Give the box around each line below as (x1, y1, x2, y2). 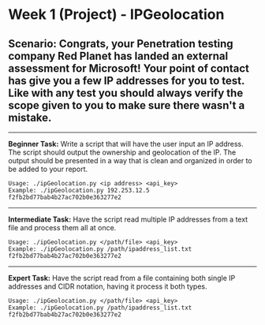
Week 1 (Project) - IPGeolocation (8, 6, 225, 24)
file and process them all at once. (8, 223, 117, 232)
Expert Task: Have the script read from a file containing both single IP (8, 274, 236, 282)
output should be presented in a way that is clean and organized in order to (8, 156, 252, 165)
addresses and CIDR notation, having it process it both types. (8, 282, 207, 291)
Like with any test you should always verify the (8, 86, 244, 99)
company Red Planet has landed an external (8, 49, 229, 62)
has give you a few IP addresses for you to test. (8, 73, 245, 88)
